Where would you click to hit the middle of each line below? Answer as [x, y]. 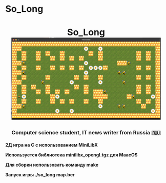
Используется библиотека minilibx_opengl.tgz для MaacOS [71, 155]
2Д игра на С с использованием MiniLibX [52, 145]
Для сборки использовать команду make [52, 165]
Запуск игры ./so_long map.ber [40, 174]
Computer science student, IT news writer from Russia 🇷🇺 [86, 133]
